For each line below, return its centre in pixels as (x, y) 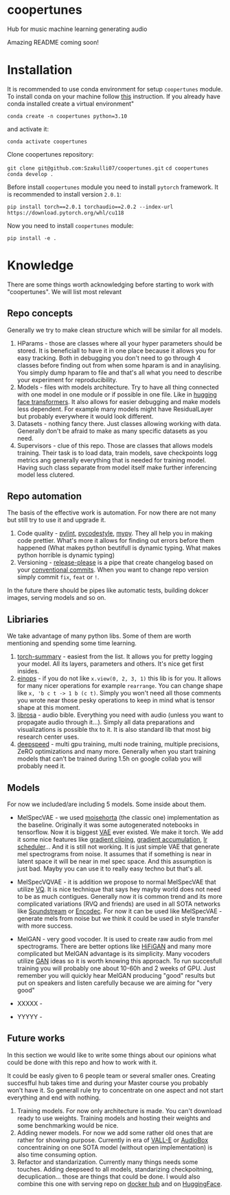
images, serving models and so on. (57, 598)
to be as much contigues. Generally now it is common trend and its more (120, 897)
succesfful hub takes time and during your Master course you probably (107, 1083)
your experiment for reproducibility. (67, 379)
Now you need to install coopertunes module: (70, 225)
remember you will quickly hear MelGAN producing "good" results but (116, 976)
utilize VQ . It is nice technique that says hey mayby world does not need (119, 889)
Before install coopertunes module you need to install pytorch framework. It (113, 187)
